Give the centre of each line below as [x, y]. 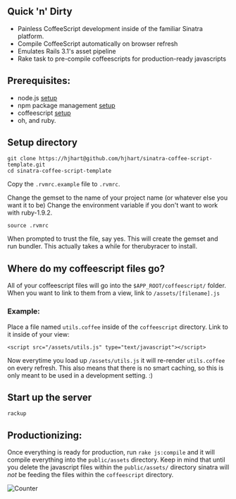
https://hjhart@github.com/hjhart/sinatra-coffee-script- [125, 159]
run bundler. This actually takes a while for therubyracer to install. [103, 246]
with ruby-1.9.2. [30, 213]
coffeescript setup [44, 113]
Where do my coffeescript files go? [86, 269]
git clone [22, 159]
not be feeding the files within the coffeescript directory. [91, 475]
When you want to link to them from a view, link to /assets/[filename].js [114, 293]
